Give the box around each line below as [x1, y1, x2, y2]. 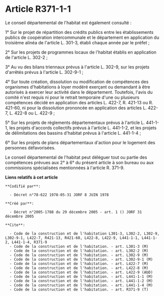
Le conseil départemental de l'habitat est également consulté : [5, 20, 132, 26]
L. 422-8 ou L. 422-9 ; [9, 110, 55, 116]
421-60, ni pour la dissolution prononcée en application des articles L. [5, 105, 147, 111]
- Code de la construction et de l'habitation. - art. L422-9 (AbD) [9, 269, 153, 275]
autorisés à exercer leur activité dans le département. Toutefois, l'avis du [5, 89, 153, 95]
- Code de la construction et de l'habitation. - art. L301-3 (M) [9, 244, 149, 249]
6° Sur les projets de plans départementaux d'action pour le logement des [5, 139, 156, 146]
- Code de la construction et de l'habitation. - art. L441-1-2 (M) [9, 278, 153, 283]
